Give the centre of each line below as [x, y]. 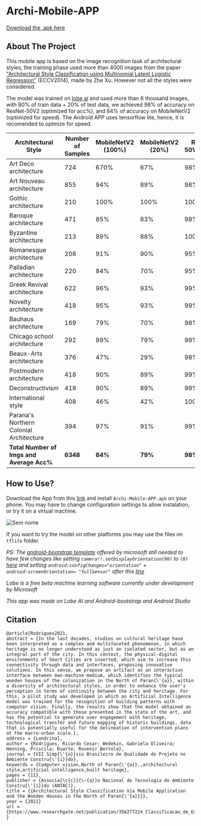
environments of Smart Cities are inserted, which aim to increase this [99, 660]
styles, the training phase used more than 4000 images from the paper [94, 67]
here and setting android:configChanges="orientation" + [77, 565]
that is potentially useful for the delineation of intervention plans [97, 728]
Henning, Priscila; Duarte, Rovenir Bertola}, [65, 749]
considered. [21, 86]
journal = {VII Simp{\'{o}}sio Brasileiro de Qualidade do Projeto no [96, 755]
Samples [77, 153]
